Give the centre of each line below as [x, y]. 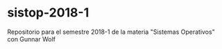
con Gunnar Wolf [31, 39]
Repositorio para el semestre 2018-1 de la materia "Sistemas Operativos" [111, 32]
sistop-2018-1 [48, 13]
